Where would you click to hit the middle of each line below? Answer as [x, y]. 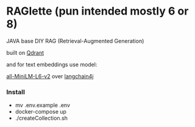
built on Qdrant [25, 52]
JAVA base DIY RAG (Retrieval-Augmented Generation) [75, 41]
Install [16, 92]
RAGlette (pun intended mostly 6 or [97, 11]
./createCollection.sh [41, 118]
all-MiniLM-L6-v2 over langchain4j [50, 76]
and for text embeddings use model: [52, 64]
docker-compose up [41, 112]
